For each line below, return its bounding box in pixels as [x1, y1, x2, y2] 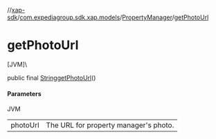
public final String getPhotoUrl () [7, 73, 96, 82]
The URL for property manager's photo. [46, 120, 174, 130]
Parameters [7, 89, 42, 98]
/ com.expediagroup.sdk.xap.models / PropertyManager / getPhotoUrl [17, 13, 209, 21]
